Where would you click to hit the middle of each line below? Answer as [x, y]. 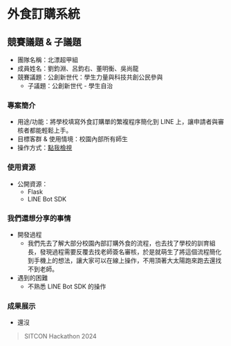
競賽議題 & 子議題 [44, 42]
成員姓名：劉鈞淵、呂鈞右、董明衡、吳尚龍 [78, 69]
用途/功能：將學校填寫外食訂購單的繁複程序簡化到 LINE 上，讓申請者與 [118, 122]
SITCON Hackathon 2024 [60, 336]
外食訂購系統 [44, 14]
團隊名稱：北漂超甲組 [47, 60]
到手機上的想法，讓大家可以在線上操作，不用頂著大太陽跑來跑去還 [121, 260]
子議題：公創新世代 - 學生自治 [70, 86]
